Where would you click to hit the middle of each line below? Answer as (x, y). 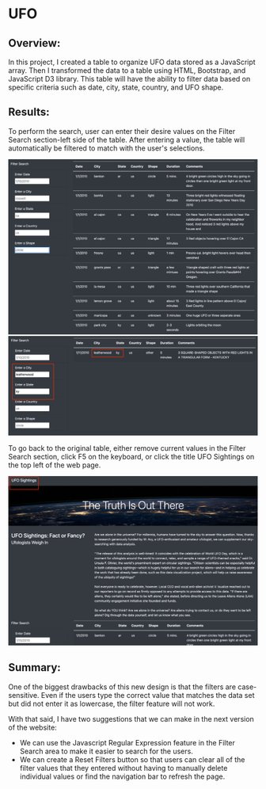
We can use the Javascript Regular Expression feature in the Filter (127, 742)
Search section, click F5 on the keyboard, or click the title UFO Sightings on (131, 456)
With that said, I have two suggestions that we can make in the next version (131, 718)
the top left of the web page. (55, 465)
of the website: (32, 727)
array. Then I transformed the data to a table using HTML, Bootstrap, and (127, 71)
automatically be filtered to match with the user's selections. (106, 148)
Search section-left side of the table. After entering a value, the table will (127, 139)
